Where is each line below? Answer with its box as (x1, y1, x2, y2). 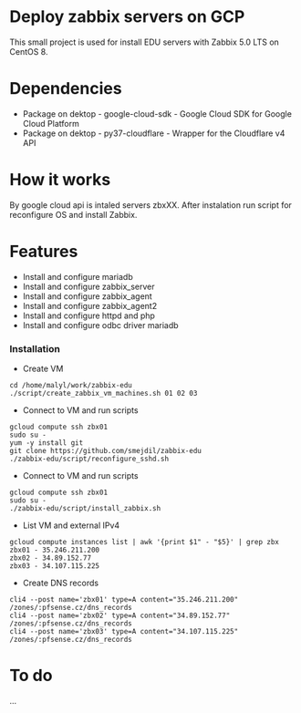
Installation (9, 342, 61, 355)
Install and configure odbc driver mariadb (22, 319, 180, 330)
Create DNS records (22, 577, 99, 589)
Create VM (22, 363, 64, 375)
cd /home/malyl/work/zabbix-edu (9, 381, 132, 390)
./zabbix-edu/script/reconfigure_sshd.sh (9, 454, 170, 464)
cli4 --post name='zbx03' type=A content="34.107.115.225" (9, 627, 239, 636)
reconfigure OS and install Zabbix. (9, 209, 138, 220)
